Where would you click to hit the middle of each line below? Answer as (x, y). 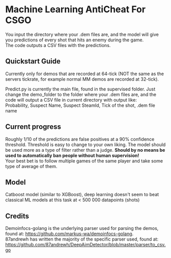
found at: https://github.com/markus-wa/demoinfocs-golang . (69, 234)
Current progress (33, 127)
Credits (17, 216)
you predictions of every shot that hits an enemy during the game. (75, 40)
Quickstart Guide (33, 62)
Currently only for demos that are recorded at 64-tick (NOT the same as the (85, 74)
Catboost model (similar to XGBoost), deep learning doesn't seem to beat (82, 195)
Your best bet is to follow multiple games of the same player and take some (84, 161)
